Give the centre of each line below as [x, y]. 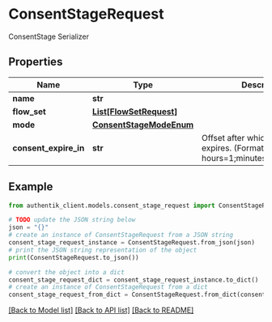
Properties [36, 62]
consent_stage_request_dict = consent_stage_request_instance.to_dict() [134, 280]
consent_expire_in [49, 148]
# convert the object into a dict [67, 272]
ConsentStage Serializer [49, 36]
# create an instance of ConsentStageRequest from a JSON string [121, 235]
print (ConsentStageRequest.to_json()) [74, 257]
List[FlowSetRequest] [135, 112]
